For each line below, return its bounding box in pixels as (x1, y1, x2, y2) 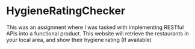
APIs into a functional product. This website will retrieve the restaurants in (6, 30, 190, 37)
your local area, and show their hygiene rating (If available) (6, 36, 152, 43)
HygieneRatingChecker (6, 4, 126, 18)
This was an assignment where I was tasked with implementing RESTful (6, 24, 184, 31)
